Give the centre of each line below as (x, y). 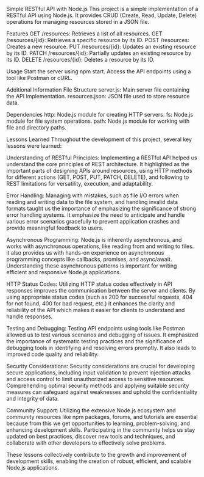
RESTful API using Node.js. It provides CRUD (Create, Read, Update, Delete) (101, 15)
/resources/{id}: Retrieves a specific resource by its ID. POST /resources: (98, 40)
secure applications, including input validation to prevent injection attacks (98, 373)
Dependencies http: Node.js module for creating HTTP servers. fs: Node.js (100, 115)
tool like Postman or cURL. (40, 78)
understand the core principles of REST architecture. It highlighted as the (98, 164)
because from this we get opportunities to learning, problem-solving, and (98, 423)
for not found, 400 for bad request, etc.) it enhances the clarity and (91, 304)
